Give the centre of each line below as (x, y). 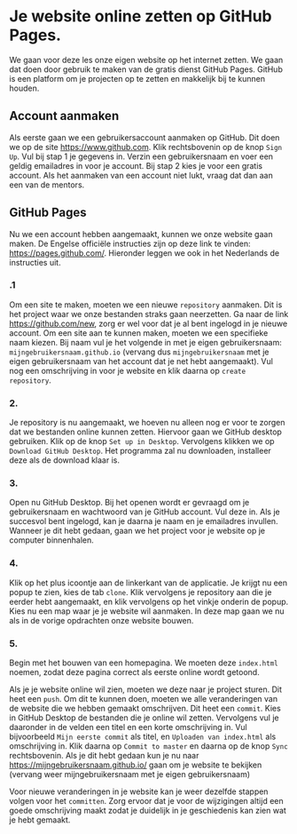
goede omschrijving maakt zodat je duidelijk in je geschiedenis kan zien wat (148, 811)
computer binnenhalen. (52, 540)
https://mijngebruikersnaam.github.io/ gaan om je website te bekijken (136, 765)
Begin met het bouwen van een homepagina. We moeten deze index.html (144, 663)
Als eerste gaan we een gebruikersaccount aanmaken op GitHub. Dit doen (145, 137)
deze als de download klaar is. (64, 460)
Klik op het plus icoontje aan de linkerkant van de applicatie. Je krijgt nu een (148, 583)
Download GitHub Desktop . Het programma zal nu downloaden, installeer (141, 451)
